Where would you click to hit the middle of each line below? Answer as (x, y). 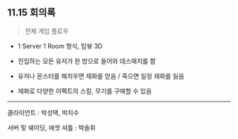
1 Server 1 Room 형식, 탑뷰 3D (60, 46)
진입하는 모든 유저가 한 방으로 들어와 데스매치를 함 (86, 61)
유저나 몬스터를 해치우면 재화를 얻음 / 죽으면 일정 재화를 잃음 (101, 75)
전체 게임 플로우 (46, 31)
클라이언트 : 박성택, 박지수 (43, 112)
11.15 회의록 (32, 13)
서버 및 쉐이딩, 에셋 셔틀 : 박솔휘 (52, 127)
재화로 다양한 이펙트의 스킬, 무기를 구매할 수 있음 (85, 91)
